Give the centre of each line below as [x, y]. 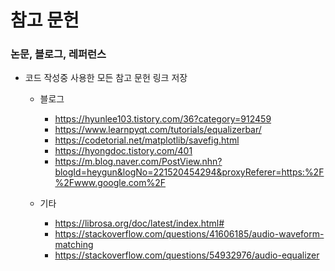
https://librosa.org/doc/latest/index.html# [139, 223]
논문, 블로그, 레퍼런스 [58, 54]
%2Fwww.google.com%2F [110, 183]
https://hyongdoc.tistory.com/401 [123, 151]
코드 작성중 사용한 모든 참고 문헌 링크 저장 [106, 78]
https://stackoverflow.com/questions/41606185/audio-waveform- [189, 234]
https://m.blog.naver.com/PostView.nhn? [138, 162]
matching [74, 245]
